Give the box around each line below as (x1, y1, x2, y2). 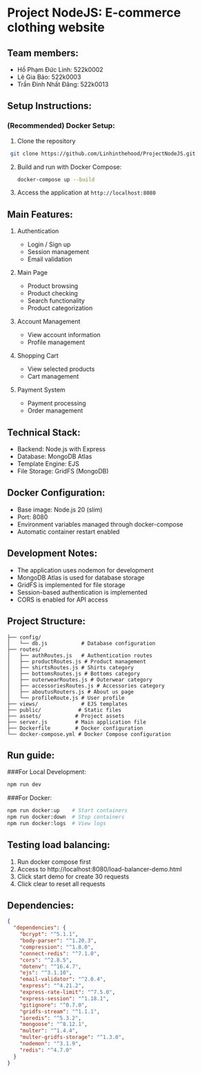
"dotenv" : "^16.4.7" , (19, 963, 81, 970)
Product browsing (27, 282, 79, 290)
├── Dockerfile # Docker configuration (7, 725, 143, 732)
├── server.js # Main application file (7, 719, 147, 725)
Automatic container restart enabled (17, 528, 120, 536)
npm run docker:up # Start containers (7, 807, 128, 814)
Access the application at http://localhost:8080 (17, 188, 156, 197)
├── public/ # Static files (7, 706, 122, 714)
